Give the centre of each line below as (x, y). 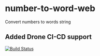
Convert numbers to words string (38, 22)
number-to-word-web (50, 8)
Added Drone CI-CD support (48, 37)
